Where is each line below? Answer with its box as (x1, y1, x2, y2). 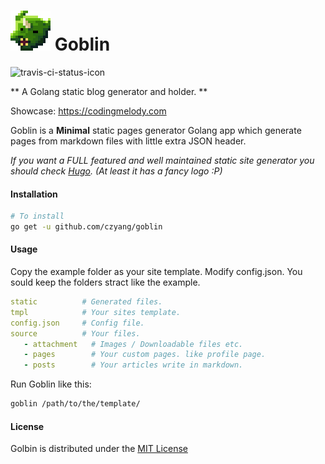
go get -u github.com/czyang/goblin (10, 222, 163, 232)
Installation (10, 188, 58, 200)
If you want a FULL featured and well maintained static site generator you (10, 154, 315, 166)
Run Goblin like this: (10, 378, 92, 390)
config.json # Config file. (10, 318, 145, 328)
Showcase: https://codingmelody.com (10, 105, 167, 117)
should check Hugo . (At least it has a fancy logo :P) (10, 165, 223, 177)
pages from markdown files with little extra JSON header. (10, 135, 247, 147)
